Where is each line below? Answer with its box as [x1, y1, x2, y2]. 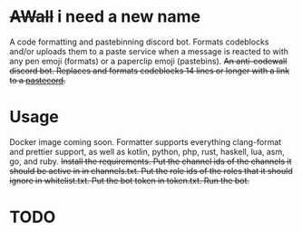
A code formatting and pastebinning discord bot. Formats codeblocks [9, 36, 269, 47]
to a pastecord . [9, 74, 66, 85]
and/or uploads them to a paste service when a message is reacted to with [9, 45, 288, 56]
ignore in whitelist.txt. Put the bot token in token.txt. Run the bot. [9, 175, 250, 186]
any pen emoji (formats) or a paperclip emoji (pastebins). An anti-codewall [9, 55, 287, 66]
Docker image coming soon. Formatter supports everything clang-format [9, 136, 282, 147]
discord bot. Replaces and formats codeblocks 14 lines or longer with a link [9, 65, 290, 76]
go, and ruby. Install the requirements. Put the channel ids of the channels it [9, 156, 292, 167]
